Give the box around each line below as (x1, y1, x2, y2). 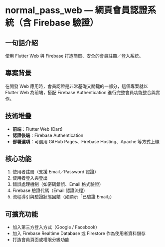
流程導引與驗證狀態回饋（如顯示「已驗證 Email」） (12, 194, 115, 200)
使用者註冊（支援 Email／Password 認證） (12, 169, 99, 175)
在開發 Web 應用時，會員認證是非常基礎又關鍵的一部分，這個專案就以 (5, 83, 148, 89)
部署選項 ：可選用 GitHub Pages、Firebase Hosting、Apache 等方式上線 (12, 138, 160, 144)
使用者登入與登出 (12, 175, 48, 181)
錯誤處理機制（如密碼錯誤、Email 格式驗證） (12, 181, 104, 187)
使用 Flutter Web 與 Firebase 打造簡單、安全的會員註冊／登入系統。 (5, 53, 144, 59)
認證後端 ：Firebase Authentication (12, 132, 84, 138)
